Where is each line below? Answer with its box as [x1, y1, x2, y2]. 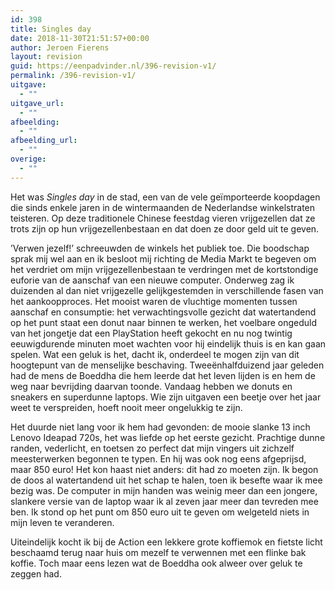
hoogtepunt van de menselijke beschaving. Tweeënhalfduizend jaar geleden [10, 359, 325, 371]
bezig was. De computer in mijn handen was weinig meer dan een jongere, [10, 484, 318, 496]
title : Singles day [10, 24, 92, 34]
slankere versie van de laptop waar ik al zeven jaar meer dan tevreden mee [10, 495, 319, 507]
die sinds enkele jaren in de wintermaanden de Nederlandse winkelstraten [10, 201, 316, 213]
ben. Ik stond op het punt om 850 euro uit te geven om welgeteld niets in [10, 506, 310, 518]
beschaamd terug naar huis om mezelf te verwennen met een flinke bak [10, 546, 307, 558]
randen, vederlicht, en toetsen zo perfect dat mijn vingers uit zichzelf [10, 442, 295, 454]
